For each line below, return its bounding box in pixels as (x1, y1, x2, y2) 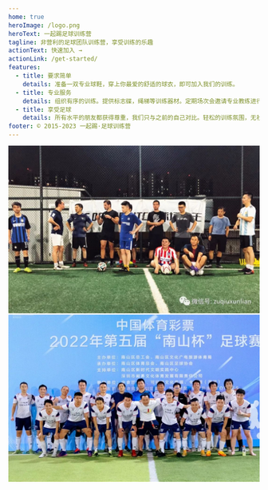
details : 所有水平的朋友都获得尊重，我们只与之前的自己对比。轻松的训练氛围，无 (22, 114, 257, 122)
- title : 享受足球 (15, 105, 72, 113)
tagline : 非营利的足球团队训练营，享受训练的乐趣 (8, 38, 154, 46)
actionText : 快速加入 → (8, 46, 82, 55)
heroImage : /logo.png (8, 21, 81, 30)
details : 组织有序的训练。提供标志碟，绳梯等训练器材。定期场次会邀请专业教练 (22, 97, 251, 105)
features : (8, 64, 41, 72)
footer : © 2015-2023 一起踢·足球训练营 (8, 122, 132, 131)
